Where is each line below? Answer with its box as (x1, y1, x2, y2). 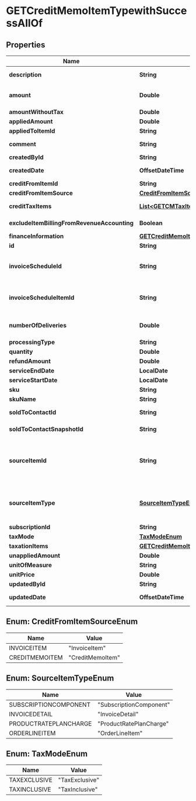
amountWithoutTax (9, 108, 64, 116)
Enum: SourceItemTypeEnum (6, 674, 114, 683)
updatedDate (9, 593, 46, 601)
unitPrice (9, 571, 35, 578)
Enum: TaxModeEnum (6, 749, 88, 759)
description (9, 71, 42, 78)
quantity (9, 348, 33, 355)
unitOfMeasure (9, 561, 52, 569)
